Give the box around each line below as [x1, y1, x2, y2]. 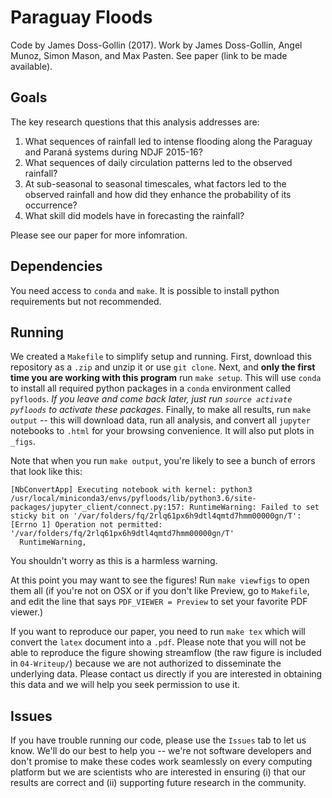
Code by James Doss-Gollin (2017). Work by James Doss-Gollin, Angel [10, 39, 303, 51]
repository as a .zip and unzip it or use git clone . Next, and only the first [10, 361, 316, 373]
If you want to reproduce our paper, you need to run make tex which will [10, 626, 306, 638]
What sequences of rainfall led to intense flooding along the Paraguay [24, 135, 313, 147]
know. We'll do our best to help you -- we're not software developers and [10, 745, 312, 757]
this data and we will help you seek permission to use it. [10, 679, 241, 691]
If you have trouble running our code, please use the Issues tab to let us [10, 734, 307, 746]
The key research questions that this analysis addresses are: [10, 116, 260, 128]
